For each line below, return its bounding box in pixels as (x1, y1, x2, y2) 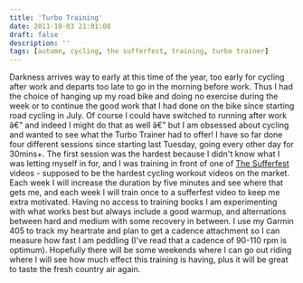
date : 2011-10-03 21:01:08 (9, 22, 111, 31)
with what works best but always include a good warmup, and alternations (9, 206, 287, 217)
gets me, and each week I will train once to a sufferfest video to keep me (9, 187, 280, 198)
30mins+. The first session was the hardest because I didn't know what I (9, 148, 280, 159)
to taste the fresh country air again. (9, 264, 141, 275)
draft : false (9, 30, 59, 39)
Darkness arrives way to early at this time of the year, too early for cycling (9, 71, 285, 82)
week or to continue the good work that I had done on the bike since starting (9, 100, 295, 111)
